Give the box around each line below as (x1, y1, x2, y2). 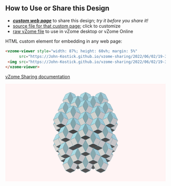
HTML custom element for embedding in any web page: (5, 38, 123, 44)
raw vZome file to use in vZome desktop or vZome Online (12, 28, 133, 34)
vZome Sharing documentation (5, 73, 70, 80)
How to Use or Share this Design (5, 4, 109, 13)
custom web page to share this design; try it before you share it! (12, 17, 149, 23)
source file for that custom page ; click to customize (12, 23, 121, 29)
